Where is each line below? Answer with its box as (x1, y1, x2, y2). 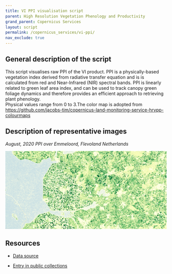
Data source (12, 252, 39, 259)
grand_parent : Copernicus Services (5, 19, 81, 24)
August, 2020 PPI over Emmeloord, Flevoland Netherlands (5, 141, 129, 147)
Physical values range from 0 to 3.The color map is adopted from (5, 101, 142, 107)
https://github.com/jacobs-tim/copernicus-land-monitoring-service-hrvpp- (5, 107, 164, 113)
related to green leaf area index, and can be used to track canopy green (5, 85, 157, 91)
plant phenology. (5, 95, 41, 102)
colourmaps (5, 112, 31, 118)
